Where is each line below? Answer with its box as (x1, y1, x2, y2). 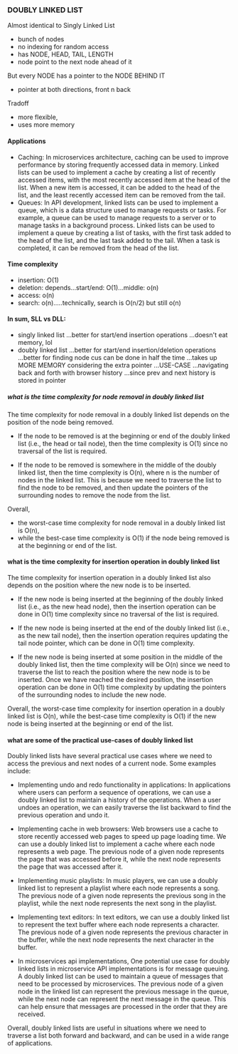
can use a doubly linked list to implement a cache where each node (17, 839, 215, 849)
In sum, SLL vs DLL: (7, 315, 66, 324)
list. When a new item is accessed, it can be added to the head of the (17, 183, 220, 192)
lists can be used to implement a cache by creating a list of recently (17, 167, 216, 176)
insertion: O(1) (17, 276, 59, 284)
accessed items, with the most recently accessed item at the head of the (17, 175, 231, 184)
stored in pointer (17, 376, 66, 384)
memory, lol (17, 338, 53, 346)
